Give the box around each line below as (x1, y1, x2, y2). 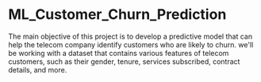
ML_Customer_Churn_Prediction (8, 6, 227, 24)
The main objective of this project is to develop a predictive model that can (8, 32, 252, 41)
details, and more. (8, 65, 67, 74)
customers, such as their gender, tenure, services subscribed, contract (8, 57, 240, 66)
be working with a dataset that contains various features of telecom (8, 48, 229, 58)
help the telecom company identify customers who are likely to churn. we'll (8, 39, 254, 49)
